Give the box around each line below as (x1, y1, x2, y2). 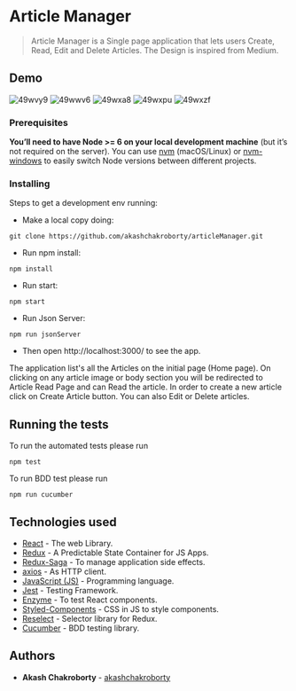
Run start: (21, 280, 58, 291)
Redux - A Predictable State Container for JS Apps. (21, 547, 209, 558)
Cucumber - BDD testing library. (21, 623, 140, 633)
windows (9, 155, 43, 166)
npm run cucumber (9, 491, 74, 499)
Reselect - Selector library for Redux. (21, 613, 158, 624)
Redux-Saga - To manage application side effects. (21, 556, 206, 567)
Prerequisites (9, 116, 68, 129)
